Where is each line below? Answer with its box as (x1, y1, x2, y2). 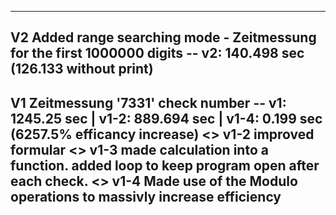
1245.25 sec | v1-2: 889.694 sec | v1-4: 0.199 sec (10, 110, 323, 127)
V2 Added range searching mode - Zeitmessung (10, 29, 317, 46)
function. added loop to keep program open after (10, 157, 320, 174)
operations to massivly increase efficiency (10, 188, 282, 205)
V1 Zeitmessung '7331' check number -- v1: (10, 94, 287, 111)
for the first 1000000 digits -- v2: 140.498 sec (10, 45, 305, 62)
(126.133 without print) (10, 61, 154, 78)
